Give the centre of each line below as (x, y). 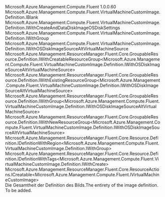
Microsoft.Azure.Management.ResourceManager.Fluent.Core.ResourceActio (82, 169)
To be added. (18, 190)
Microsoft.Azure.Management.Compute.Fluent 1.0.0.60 (61, 7)
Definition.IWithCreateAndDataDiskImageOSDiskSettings (63, 28)
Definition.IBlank (22, 17)
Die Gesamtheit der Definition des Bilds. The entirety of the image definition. (82, 185)
